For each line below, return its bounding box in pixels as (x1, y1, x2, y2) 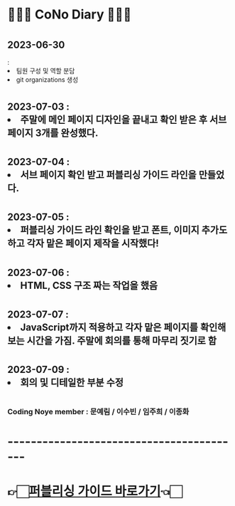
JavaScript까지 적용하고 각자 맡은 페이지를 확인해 (20, 321, 226, 333)
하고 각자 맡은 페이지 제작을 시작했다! (7, 238, 160, 250)
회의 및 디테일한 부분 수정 (20, 376, 124, 389)
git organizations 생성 (16, 75, 79, 84)
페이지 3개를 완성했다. (7, 127, 99, 139)
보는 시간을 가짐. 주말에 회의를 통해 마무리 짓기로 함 (7, 334, 217, 347)
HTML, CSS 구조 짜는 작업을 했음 (20, 279, 158, 291)
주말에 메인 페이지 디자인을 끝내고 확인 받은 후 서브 (20, 113, 227, 125)
